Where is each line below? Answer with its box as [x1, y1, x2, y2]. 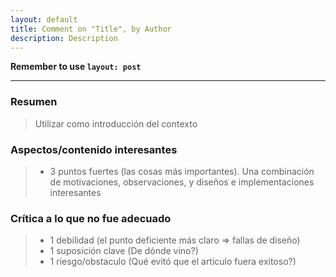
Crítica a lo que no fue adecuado [10, 211, 172, 225]
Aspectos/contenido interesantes [10, 142, 178, 156]
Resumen [10, 95, 58, 109]
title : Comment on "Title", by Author [10, 24, 172, 34]
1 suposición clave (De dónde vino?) [49, 245, 199, 257]
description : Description [10, 33, 118, 43]
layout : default [10, 14, 78, 25]
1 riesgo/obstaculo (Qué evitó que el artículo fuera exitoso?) [49, 256, 297, 268]
